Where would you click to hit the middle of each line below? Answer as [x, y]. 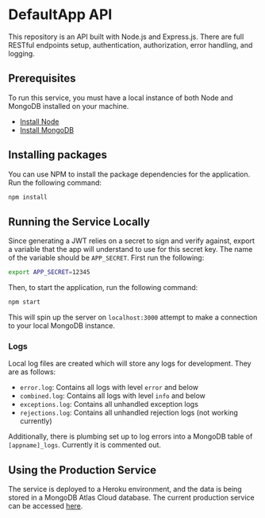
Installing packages [58, 155]
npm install [28, 197]
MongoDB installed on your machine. [69, 106]
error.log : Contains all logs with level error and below [109, 388]
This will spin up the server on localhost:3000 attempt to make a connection [133, 317]
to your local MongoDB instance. [61, 326]
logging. [22, 53]
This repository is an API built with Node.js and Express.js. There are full [126, 37]
